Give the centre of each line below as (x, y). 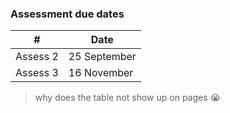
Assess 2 (37, 57)
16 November (101, 73)
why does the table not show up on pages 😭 (127, 98)
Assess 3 (37, 73)
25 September (102, 57)
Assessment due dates (67, 14)
